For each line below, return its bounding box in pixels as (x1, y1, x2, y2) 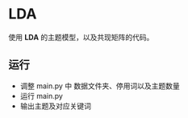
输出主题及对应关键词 (19, 101, 91, 111)
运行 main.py (19, 91, 63, 100)
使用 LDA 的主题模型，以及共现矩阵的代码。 (8, 32, 154, 42)
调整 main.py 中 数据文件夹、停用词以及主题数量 (19, 81, 180, 91)
